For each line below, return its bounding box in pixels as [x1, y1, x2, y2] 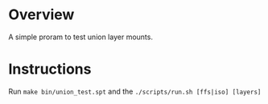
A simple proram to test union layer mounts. [8, 32, 153, 42]
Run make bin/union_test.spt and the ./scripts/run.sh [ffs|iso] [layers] [8, 86, 262, 96]
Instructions [8, 60, 92, 78]
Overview [8, 6, 75, 24]
